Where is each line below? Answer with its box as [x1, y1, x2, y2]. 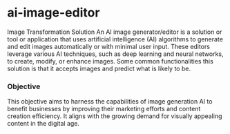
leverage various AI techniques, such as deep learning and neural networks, [7, 50, 224, 58]
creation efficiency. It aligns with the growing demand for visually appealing [7, 112, 222, 120]
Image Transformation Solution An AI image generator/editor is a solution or [7, 28, 222, 36]
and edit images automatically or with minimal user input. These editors [7, 42, 211, 50]
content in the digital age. [7, 119, 80, 128]
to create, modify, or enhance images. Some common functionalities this [7, 57, 214, 65]
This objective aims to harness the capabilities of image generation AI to [7, 97, 213, 106]
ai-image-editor [7, 5, 100, 21]
